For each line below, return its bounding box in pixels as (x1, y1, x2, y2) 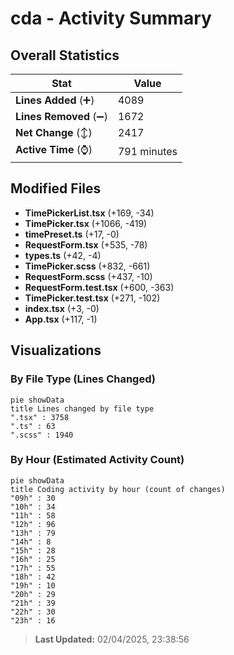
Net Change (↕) (15, 126, 93, 139)
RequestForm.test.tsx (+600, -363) (24, 281, 175, 293)
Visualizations (10, 342, 102, 359)
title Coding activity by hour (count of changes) (10, 484, 226, 494)
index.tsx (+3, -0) (24, 302, 100, 314)
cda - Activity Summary (10, 7, 212, 30)
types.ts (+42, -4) (24, 249, 102, 261)
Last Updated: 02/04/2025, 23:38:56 (34, 633, 190, 645)
